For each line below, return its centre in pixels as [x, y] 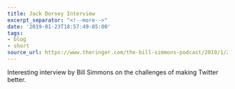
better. [17, 79]
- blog [17, 40]
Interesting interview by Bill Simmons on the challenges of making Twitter [113, 72]
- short [19, 46]
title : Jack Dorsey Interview [51, 14]
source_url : [24, 53]
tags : [15, 33]
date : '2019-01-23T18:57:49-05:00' [59, 26]
